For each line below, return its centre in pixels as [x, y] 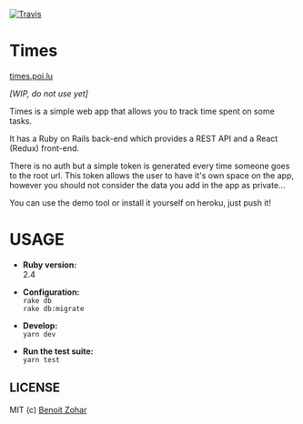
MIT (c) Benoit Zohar [48, 409]
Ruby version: [50, 265]
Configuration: [51, 292]
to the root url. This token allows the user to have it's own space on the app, [151, 175]
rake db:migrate [53, 308]
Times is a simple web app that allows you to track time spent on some [142, 111]
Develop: [40, 325]
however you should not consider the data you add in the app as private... [147, 185]
